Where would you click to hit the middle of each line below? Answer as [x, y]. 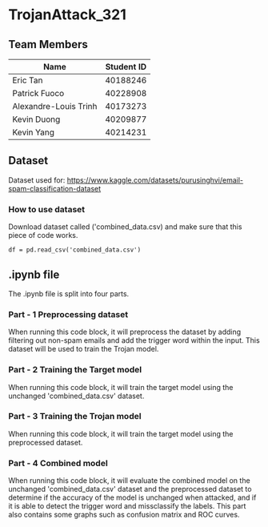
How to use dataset [47, 209]
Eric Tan [28, 80]
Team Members [48, 44]
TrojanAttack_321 [67, 15]
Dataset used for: [37, 180]
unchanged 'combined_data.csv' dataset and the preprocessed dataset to [130, 489]
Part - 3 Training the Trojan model [75, 416]
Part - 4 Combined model [58, 463]
